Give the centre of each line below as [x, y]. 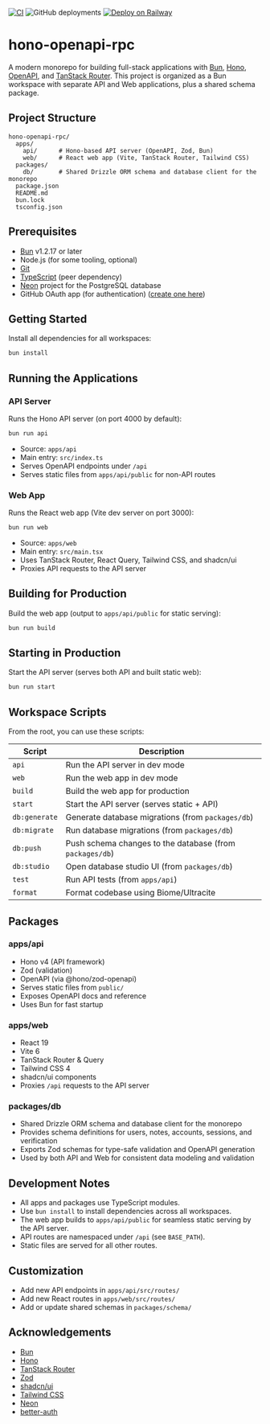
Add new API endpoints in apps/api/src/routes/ [100, 1290]
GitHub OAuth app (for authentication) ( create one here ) [112, 294]
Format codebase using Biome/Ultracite [141, 893]
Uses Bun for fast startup [61, 1004]
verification [39, 1141]
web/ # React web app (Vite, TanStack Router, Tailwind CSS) [136, 158]
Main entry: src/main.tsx [61, 551]
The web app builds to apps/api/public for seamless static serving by [135, 1220]
